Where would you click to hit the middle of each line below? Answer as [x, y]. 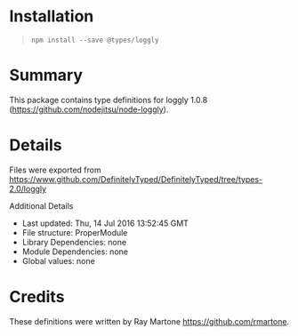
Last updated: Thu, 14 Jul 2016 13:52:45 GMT [105, 223]
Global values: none [58, 260]
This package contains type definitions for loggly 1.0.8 [109, 100]
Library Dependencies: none [74, 242]
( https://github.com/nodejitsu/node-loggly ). [89, 109]
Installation [52, 16]
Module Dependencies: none [75, 252]
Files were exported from [55, 170]
